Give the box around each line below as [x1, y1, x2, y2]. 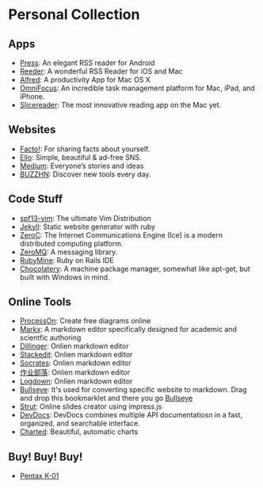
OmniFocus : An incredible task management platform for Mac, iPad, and [19, 83, 255, 93]
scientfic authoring [19, 333, 82, 342]
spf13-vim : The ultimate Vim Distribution [19, 213, 152, 223]
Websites [8, 123, 56, 136]
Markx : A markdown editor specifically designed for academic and [19, 325, 238, 334]
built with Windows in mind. [19, 272, 110, 282]
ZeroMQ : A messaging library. [19, 247, 118, 257]
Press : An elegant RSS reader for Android [19, 58, 155, 67]
